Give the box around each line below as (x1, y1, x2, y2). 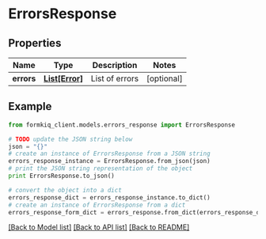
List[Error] (43, 73, 84, 84)
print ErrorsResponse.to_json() (8, 172, 115, 180)
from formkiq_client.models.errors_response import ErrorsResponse (8, 120, 236, 129)
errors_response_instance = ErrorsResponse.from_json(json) (8, 157, 211, 165)
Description (92, 60, 138, 70)
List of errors (90, 73, 139, 84)
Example (8, 100, 52, 113)
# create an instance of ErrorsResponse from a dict (8, 201, 186, 209)
